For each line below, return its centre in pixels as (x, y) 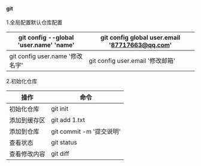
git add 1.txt (68, 120)
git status (64, 143)
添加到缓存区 (28, 120)
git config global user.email (141, 38)
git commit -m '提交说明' (86, 132)
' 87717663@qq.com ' (140, 45)
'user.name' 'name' (46, 45)
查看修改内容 (28, 154)
